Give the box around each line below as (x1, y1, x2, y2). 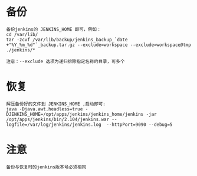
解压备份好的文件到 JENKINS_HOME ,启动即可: (6, 101, 106, 107)
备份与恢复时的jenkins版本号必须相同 (6, 164, 87, 170)
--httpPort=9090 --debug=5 (106, 122, 173, 128)
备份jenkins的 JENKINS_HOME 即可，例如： (6, 26, 101, 32)
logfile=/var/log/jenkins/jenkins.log (6, 122, 101, 128)
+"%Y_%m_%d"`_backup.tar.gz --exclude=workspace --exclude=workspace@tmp (6, 42, 192, 48)
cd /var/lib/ (6, 31, 38, 37)
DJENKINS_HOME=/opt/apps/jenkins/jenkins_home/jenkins (6, 111, 144, 117)
